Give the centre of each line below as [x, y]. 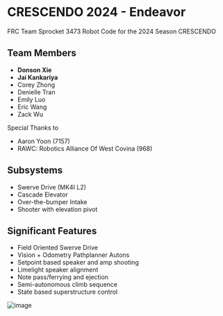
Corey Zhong [36, 85]
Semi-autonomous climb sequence [67, 285]
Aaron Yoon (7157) [44, 141]
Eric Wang [32, 107]
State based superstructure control [67, 292]
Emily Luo [31, 99]
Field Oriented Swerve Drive [58, 248]
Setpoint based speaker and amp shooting [78, 263]
